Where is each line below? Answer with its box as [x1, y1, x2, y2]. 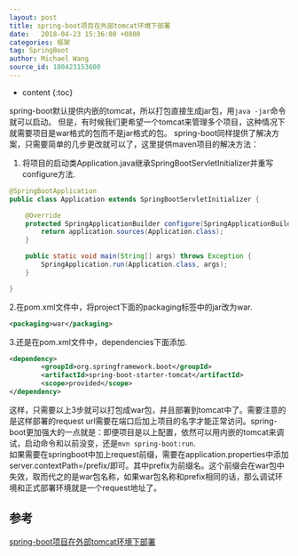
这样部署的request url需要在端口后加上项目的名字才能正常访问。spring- [16, 415, 278, 426]
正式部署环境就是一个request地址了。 [24, 482, 162, 493]
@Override [25, 211, 62, 220]
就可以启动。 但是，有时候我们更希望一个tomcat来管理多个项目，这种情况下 [9, 117, 286, 127]
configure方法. [21, 168, 76, 179]
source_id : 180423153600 [9, 63, 101, 72]
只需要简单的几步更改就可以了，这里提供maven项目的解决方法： [24, 139, 259, 149]
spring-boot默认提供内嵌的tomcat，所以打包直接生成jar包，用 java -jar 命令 [9, 105, 286, 116]
